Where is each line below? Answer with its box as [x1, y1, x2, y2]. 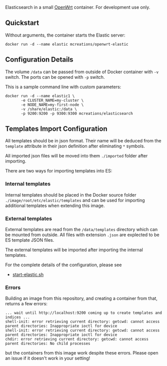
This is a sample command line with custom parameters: [5, 84, 121, 90]
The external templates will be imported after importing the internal [5, 247, 143, 253]
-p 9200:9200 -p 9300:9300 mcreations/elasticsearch [20, 111, 133, 116]
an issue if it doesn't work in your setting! [5, 355, 90, 361]
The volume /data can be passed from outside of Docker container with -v [5, 69, 159, 75]
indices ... [5, 315, 30, 320]
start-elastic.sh [12, 272, 44, 278]
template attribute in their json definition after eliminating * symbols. [5, 143, 145, 149]
